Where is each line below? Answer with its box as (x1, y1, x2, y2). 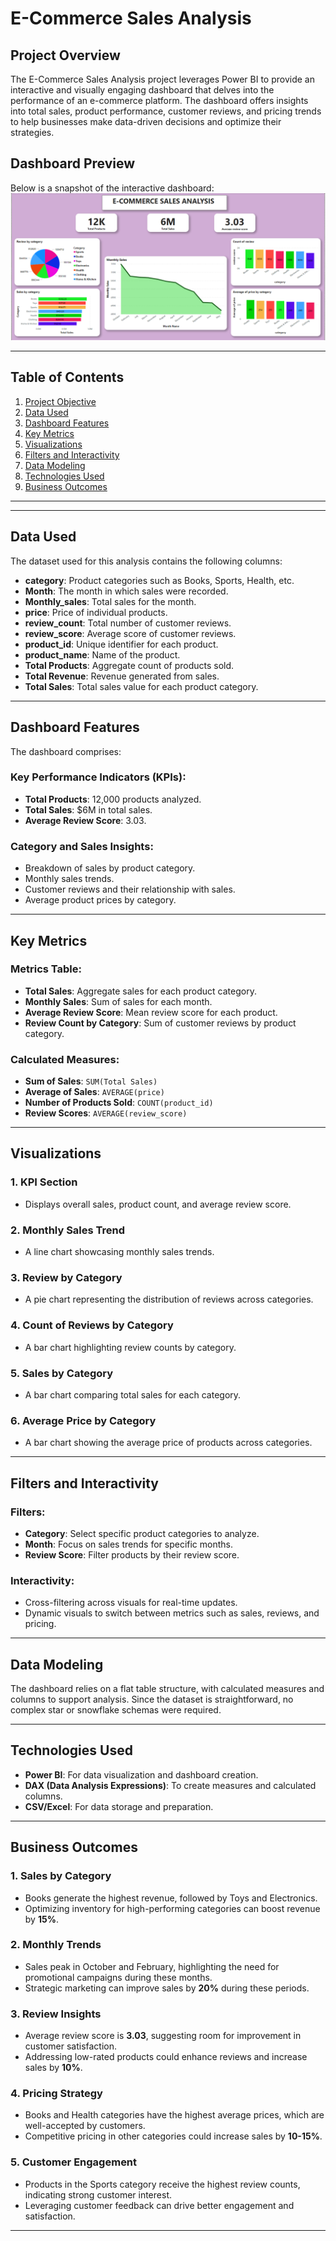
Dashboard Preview (10, 155, 136, 172)
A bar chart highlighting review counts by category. (24, 1341, 237, 1353)
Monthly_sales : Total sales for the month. (24, 595, 197, 607)
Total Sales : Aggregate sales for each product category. (24, 985, 257, 997)
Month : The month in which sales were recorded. (24, 585, 229, 597)
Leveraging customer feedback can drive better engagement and (24, 2199, 295, 2211)
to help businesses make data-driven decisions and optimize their (10, 116, 282, 127)
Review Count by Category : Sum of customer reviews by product (24, 1017, 297, 1029)
